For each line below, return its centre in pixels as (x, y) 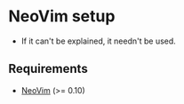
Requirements (48, 69)
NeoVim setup (62, 16)
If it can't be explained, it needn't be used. (99, 41)
